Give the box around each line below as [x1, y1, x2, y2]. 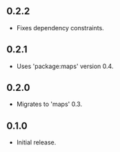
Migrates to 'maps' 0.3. [16, 100, 83, 109]
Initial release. [16, 138, 57, 146]
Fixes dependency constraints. [16, 23, 104, 32]
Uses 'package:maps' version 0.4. [16, 62, 114, 70]
